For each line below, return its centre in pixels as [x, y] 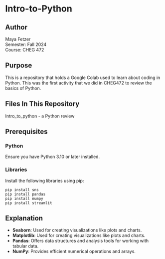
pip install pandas [25, 194]
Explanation [24, 218]
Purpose [19, 65]
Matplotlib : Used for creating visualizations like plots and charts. [79, 235]
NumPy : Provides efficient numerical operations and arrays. [74, 251]
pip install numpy [24, 198]
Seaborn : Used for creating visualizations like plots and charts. [77, 230]
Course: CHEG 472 [25, 50]
